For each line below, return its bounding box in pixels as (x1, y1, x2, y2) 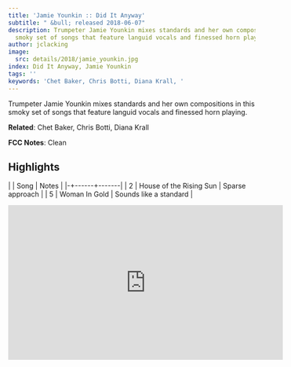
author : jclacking (8, 41, 68, 49)
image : (8, 48, 30, 56)
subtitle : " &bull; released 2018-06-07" (8, 19, 146, 27)
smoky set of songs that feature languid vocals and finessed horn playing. (8, 107, 248, 116)
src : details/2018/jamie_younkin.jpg (15, 56, 139, 64)
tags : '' (8, 70, 37, 78)
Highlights (8, 160, 60, 174)
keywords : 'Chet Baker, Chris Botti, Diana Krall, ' (8, 77, 184, 85)
